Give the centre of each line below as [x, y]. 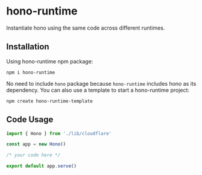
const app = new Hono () [36, 144]
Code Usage [30, 120]
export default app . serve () [42, 166]
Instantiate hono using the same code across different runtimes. [86, 28]
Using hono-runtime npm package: [50, 61]
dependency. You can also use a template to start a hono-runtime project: [98, 90]
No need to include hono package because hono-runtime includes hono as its [101, 83]
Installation [28, 47]
